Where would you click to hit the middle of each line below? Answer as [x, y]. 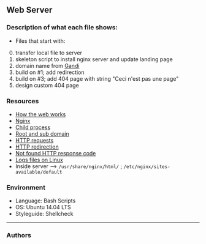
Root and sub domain [42, 133]
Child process [33, 127]
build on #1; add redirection [50, 72]
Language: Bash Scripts [45, 201]
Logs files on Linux [39, 160]
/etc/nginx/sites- [147, 167]
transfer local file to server [49, 53]
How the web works [40, 114]
